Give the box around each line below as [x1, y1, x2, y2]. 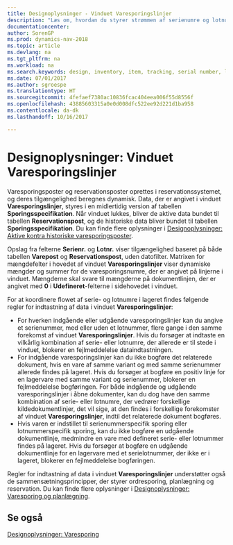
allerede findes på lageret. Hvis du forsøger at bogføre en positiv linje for [17, 367, 225, 376]
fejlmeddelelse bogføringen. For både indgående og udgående [17, 383, 197, 391]
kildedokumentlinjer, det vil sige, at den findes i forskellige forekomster [17, 404, 220, 413]
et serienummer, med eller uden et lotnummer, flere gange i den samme [17, 324, 223, 332]
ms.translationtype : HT [7, 87, 76, 94]
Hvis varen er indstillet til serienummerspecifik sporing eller [17, 419, 187, 428]
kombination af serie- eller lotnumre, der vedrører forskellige [17, 397, 191, 405]
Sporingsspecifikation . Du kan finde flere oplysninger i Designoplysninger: [7, 224, 223, 233]
